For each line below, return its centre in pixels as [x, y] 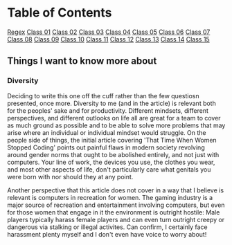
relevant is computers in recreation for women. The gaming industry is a [110, 197]
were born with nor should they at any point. [70, 176]
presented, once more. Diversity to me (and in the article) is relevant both [111, 103]
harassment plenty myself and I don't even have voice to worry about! [107, 234]
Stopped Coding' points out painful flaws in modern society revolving [106, 147]
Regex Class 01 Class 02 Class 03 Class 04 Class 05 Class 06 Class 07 [109, 32]
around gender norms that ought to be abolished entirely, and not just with [113, 154]
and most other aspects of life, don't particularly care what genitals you [109, 169]
